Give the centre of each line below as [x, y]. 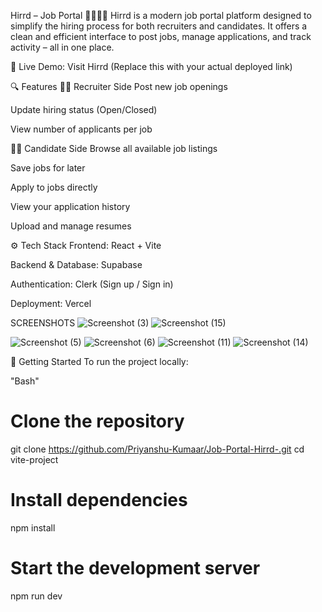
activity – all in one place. [62, 47]
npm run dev [36, 596]
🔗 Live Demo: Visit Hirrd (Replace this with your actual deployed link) [151, 66]
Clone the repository [97, 421]
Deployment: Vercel [51, 303]
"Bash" [25, 381]
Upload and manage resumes [71, 226]
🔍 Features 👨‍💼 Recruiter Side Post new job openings [119, 86]
